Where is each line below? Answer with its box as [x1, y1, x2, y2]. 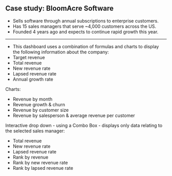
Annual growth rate [12, 76, 54, 82]
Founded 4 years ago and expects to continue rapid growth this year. [12, 28, 159, 35]
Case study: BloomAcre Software [5, 4, 114, 13]
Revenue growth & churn [12, 101, 66, 107]
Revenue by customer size [12, 107, 69, 113]
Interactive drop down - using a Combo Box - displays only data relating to [5, 122, 163, 128]
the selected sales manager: [5, 128, 65, 134]
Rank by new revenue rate [12, 159, 68, 166]
